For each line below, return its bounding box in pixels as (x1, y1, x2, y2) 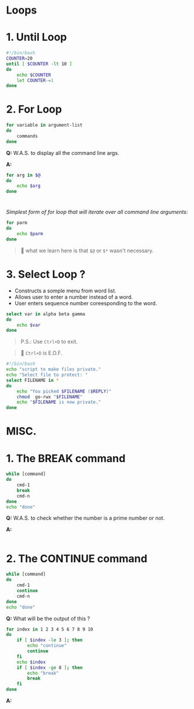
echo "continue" (27, 643, 67, 649)
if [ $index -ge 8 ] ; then (16, 664, 83, 671)
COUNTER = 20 (6, 55, 33, 61)
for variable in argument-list (6, 122, 83, 128)
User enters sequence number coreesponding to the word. (14, 299, 158, 306)
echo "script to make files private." (6, 367, 101, 372)
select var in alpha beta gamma (6, 311, 85, 317)
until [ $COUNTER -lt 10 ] (6, 61, 72, 67)
